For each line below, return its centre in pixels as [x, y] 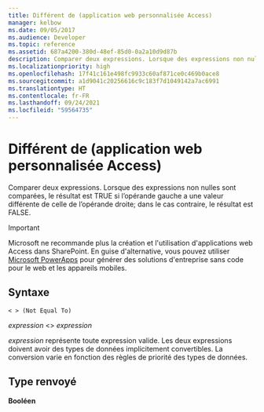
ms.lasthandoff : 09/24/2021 [54, 103]
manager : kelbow [35, 23]
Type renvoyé [42, 382]
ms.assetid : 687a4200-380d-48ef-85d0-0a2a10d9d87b [93, 52]
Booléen [22, 400]
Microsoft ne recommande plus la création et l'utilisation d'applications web [130, 242]
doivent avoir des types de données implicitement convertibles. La [115, 348]
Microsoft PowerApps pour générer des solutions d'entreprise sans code [126, 259]
